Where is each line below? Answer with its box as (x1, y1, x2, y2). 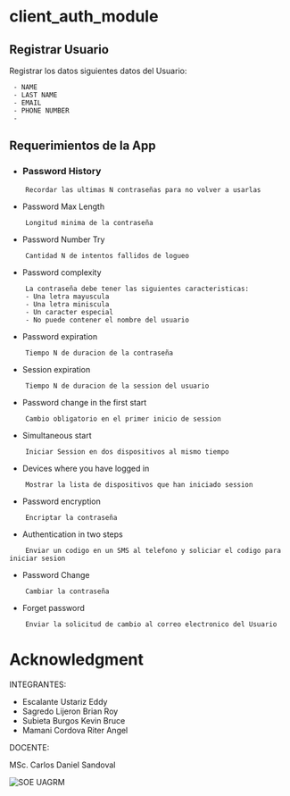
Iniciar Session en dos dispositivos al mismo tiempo (25, 447, 229, 457)
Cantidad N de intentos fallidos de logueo (25, 251, 190, 260)
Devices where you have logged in (21, 463, 150, 473)
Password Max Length (21, 201, 105, 212)
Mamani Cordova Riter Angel (21, 725, 128, 735)
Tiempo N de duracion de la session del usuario (25, 381, 210, 390)
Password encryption (21, 496, 101, 507)
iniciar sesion (9, 554, 66, 563)
